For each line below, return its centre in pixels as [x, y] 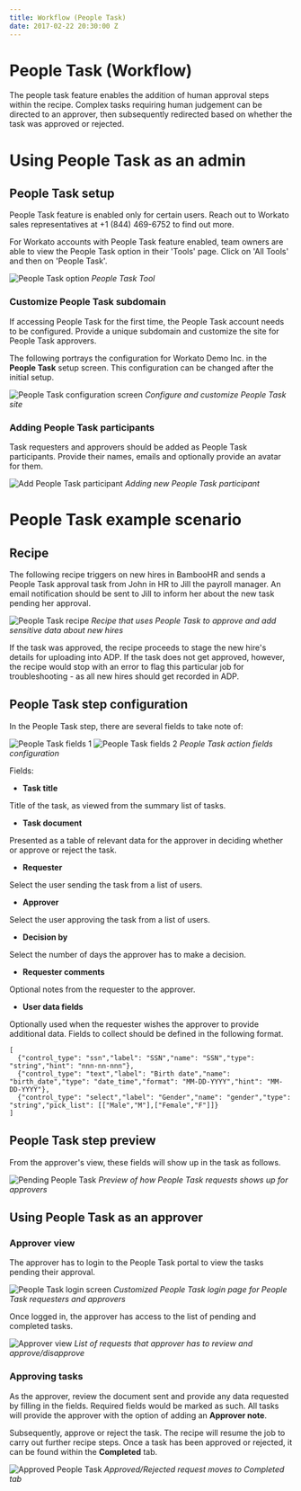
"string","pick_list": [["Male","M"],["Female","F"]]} [114, 1105]
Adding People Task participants [82, 427]
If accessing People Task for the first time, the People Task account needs [147, 321]
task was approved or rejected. [67, 124]
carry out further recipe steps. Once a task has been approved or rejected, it [151, 1442]
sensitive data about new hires [66, 630]
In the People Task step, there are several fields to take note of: [127, 726]
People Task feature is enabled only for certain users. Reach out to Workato [149, 215]
